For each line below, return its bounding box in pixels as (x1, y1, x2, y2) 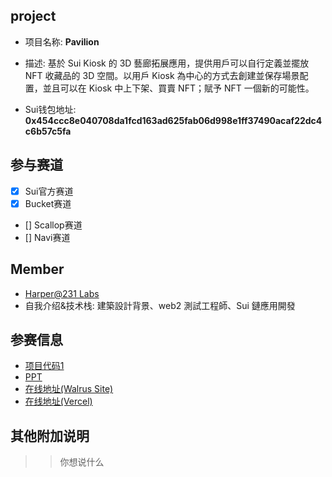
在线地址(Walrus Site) (24, 383, 114, 395)
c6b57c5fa (24, 125, 72, 137)
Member (10, 261, 65, 278)
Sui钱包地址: (24, 103, 77, 115)
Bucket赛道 (24, 197, 72, 209)
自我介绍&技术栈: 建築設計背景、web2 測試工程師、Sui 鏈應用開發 (24, 299, 296, 311)
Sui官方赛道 (24, 185, 74, 197)
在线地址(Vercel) (24, 395, 93, 408)
